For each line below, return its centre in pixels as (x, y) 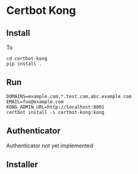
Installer (22, 165)
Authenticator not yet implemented (50, 146)
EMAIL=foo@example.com (35, 102)
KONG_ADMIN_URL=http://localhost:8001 (55, 107)
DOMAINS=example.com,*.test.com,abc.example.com (69, 96)
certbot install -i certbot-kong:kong (55, 112)
